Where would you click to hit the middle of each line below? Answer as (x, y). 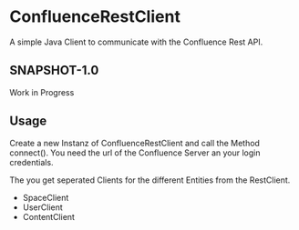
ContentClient (49, 216)
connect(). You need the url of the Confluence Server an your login (135, 153)
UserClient (43, 207)
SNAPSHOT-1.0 (54, 70)
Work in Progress (42, 92)
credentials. (31, 162)
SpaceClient (46, 197)
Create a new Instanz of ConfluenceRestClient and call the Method (134, 143)
